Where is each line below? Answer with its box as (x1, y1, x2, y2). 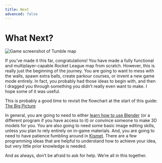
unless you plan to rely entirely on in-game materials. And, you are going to (5, 128, 155, 133)
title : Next (5, 7, 29, 12)
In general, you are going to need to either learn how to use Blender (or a (5, 112, 150, 119)
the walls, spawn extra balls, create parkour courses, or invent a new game (5, 73, 155, 79)
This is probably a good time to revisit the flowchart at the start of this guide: (5, 98, 158, 104)
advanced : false (5, 12, 38, 16)
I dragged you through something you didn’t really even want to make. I (5, 83, 147, 89)
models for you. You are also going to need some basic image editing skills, (5, 123, 155, 129)
